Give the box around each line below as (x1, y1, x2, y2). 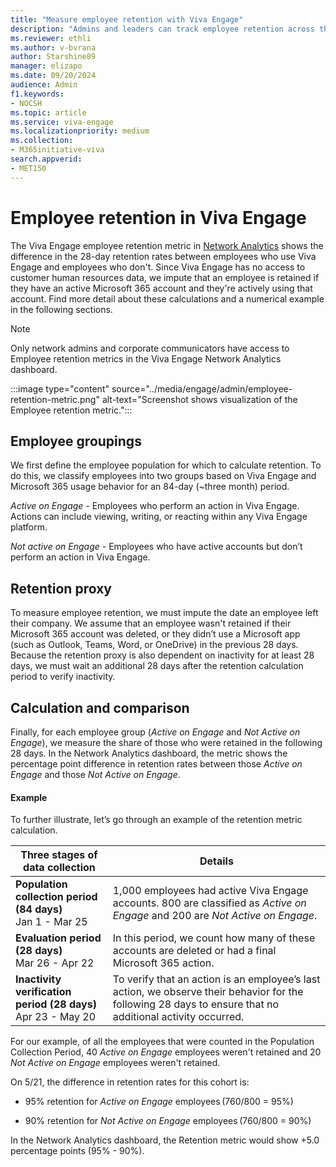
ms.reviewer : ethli (10, 33, 92, 43)
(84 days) (15, 902, 63, 916)
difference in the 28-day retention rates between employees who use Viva (10, 250, 317, 262)
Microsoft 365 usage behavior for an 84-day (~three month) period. (10, 481, 290, 493)
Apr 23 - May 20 (15, 1010, 97, 1024)
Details (199, 854, 234, 868)
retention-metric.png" (10, 393, 100, 405)
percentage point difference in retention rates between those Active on (10, 758, 303, 770)
